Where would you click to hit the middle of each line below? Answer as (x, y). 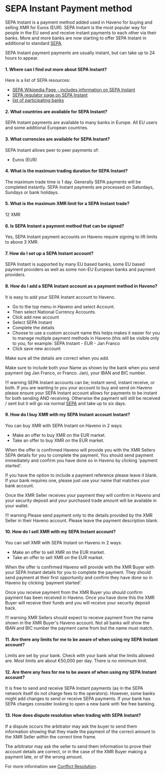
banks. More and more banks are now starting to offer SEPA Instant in (76, 38)
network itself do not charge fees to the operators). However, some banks (80, 694)
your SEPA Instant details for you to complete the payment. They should (78, 572)
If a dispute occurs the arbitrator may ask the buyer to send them (71, 726)
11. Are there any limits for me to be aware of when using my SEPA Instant (82, 639)
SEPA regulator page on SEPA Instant (50, 95)
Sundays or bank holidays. (32, 192)
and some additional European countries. (47, 128)
